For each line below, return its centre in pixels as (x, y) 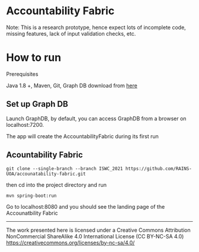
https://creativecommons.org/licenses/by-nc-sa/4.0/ (70, 243)
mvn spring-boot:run (32, 196)
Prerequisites (22, 74)
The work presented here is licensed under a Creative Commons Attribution (98, 230)
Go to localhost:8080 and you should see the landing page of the (86, 206)
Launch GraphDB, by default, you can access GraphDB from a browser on (96, 118)
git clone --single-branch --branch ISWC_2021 (65, 168)
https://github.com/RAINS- (159, 168)
